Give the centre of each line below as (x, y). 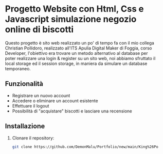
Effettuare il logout (31, 106)
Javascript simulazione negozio (71, 19)
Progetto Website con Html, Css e (74, 9)
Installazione (25, 126)
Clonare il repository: (33, 138)
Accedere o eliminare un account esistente (55, 101)
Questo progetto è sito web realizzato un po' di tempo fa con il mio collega (80, 43)
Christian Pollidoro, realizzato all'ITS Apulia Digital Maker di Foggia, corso (79, 48)
